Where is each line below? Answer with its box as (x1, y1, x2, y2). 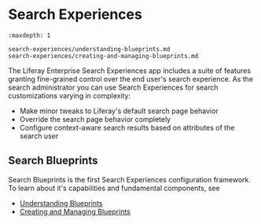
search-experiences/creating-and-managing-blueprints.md (8, 52, 199, 60)
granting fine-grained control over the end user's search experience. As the (8, 74, 254, 83)
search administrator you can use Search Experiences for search (8, 83, 219, 92)
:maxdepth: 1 (8, 31, 51, 39)
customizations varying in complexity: (8, 90, 131, 100)
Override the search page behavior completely (19, 114, 171, 123)
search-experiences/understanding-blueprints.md (8, 45, 171, 53)
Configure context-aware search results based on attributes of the (19, 123, 235, 132)
